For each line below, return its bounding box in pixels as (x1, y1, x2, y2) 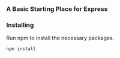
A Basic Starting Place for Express (6, 5, 108, 13)
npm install (6, 46, 36, 52)
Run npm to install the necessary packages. (6, 35, 115, 42)
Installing (6, 20, 34, 29)
